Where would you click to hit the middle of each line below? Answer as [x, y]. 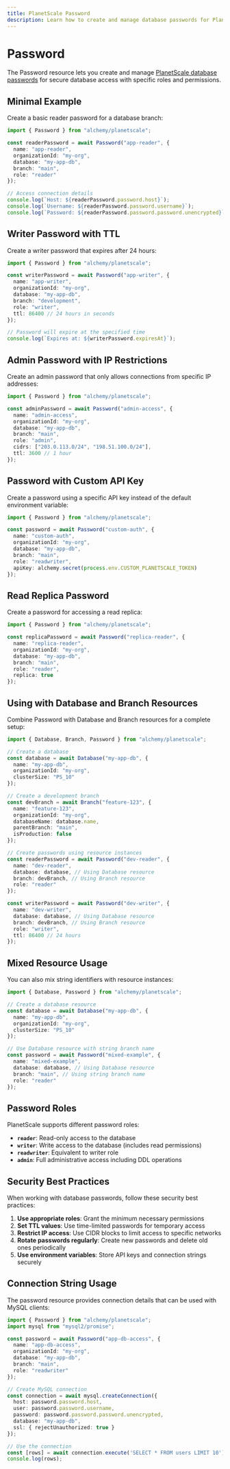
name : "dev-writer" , [42, 910]
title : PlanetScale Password [49, 13]
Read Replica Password [58, 596]
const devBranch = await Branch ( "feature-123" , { [79, 802]
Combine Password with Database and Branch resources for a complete [109, 719]
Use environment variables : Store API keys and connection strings [112, 1255]
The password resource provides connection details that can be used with [112, 1300]
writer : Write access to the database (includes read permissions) [109, 1146]
